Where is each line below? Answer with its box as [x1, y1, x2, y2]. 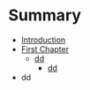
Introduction [20, 34, 66, 45]
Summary [8, 5, 81, 26]
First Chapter [20, 43, 70, 54]
